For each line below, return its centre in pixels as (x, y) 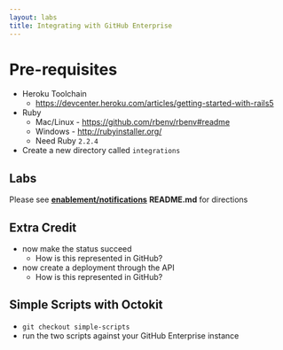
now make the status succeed (77, 249)
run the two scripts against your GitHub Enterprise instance (130, 335)
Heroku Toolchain (54, 94)
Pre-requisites (63, 70)
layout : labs (33, 17)
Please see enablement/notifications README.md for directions (129, 199)
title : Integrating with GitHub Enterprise (91, 26)
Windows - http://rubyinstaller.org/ (98, 132)
